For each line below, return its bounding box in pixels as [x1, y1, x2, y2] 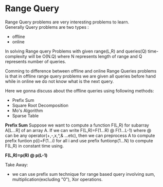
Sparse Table [12, 112, 39, 118]
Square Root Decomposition [12, 102, 69, 108]
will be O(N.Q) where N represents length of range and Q [28, 53, 143, 59]
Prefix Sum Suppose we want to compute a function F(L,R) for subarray [5, 122, 149, 128]
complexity [5, 53, 28, 59]
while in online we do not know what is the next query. [5, 78, 114, 84]
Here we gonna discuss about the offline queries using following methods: [5, 88, 154, 93]
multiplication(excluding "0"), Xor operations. [12, 176, 103, 182]
